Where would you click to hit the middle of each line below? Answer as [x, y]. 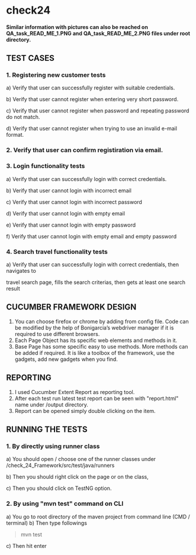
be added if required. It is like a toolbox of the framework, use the [94, 353]
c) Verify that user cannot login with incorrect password [74, 202]
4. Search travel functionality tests [57, 251]
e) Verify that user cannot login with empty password [71, 225]
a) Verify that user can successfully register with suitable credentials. [91, 88]
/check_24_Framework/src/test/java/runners [60, 466]
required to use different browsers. [57, 334]
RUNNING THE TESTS [47, 429]
